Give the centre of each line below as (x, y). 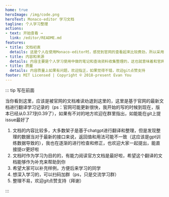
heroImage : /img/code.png (32, 15)
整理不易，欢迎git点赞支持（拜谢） (48, 180)
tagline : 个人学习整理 (27, 24)
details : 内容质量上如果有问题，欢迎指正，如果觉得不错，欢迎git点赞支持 (78, 71)
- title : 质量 (19, 66)
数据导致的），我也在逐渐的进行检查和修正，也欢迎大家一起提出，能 (86, 143)
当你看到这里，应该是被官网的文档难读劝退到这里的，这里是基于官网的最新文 (84, 101)
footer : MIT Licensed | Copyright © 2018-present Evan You (68, 75)
